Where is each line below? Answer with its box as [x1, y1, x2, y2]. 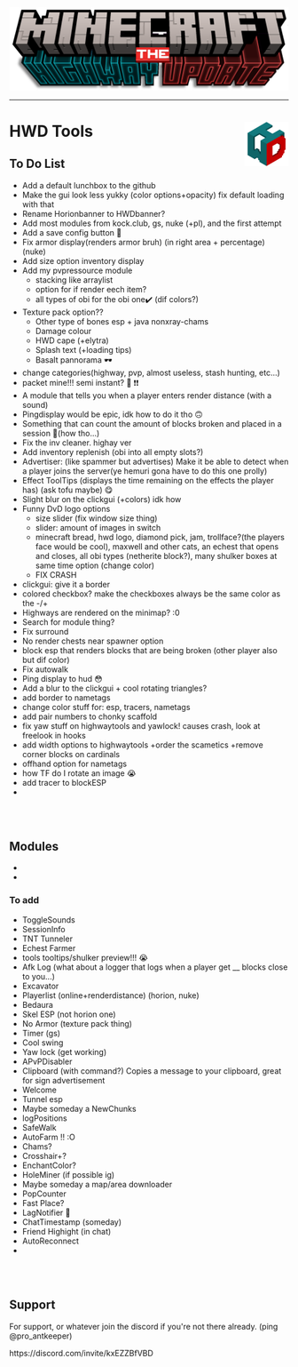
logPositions [21, 1113, 68, 1123]
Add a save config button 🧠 [21, 227, 122, 237]
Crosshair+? [21, 1150, 67, 1161]
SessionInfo [21, 923, 66, 934]
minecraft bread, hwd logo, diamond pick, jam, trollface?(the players [35, 532, 286, 542]
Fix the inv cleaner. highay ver [21, 437, 132, 448]
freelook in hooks [21, 730, 86, 740]
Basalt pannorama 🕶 [35, 354, 113, 365]
